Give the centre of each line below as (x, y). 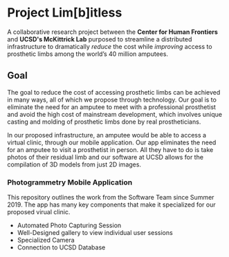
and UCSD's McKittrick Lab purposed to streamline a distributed (100, 39)
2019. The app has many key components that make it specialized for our (111, 204)
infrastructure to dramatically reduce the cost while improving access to (110, 46)
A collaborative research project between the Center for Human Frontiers (112, 32)
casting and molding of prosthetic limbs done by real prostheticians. (104, 122)
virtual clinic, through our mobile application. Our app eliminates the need (112, 142)
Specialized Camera (46, 240)
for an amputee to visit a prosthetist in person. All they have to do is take (110, 149)
